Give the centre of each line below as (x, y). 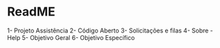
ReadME (31, 12)
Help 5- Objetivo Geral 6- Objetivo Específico (71, 37)
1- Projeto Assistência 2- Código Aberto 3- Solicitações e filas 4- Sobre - (110, 30)
